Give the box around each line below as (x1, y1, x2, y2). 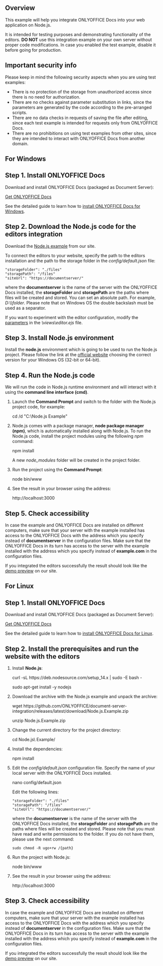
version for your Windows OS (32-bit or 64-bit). (5, 357, 101, 363)
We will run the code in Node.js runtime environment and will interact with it (5, 384, 157, 390)
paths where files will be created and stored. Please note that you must (12, 826, 155, 832)
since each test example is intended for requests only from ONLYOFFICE (12, 120, 158, 126)
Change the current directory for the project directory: (12, 727, 121, 733)
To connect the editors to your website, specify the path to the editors (5, 252, 145, 258)
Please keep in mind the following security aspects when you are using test (5, 74, 156, 80)
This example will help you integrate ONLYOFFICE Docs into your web (5, 17, 145, 22)
